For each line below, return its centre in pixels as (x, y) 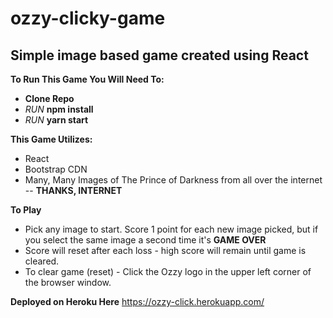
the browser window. (68, 282)
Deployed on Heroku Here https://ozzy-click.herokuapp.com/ (137, 301)
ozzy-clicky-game (88, 18)
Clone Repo (49, 98)
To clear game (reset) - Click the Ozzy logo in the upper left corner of (168, 271)
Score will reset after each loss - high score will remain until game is (165, 250)
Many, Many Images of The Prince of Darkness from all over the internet (173, 180)
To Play (26, 210)
